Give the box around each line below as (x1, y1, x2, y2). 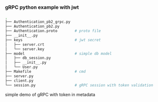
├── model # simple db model (5, 51, 112, 56)
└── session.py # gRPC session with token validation (5, 83, 153, 87)
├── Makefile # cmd (5, 69, 86, 74)
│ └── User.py (5, 65, 38, 69)
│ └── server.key (5, 47, 45, 51)
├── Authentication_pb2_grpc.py (5, 19, 70, 24)
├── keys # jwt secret (5, 37, 101, 42)
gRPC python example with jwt (5, 4, 79, 11)
